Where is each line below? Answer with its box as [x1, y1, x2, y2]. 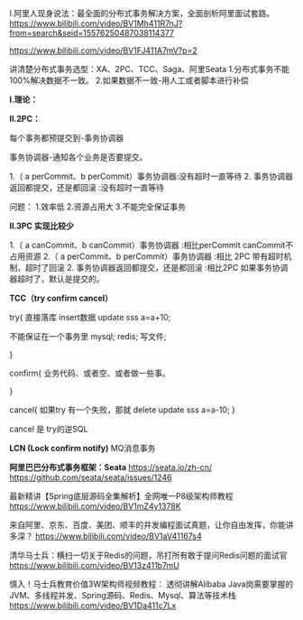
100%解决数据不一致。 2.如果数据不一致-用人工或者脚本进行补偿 [9, 75, 250, 86]
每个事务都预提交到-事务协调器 [9, 133, 124, 143]
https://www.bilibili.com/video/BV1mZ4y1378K [9, 501, 182, 512]
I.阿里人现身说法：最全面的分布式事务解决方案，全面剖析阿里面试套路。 [9, 8, 275, 18]
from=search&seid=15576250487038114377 [9, 28, 174, 38]
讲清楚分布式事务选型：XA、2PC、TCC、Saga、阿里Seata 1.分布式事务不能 [9, 64, 290, 74]
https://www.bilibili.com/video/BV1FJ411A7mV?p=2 [9, 45, 198, 56]
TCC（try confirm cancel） [9, 292, 113, 303]
